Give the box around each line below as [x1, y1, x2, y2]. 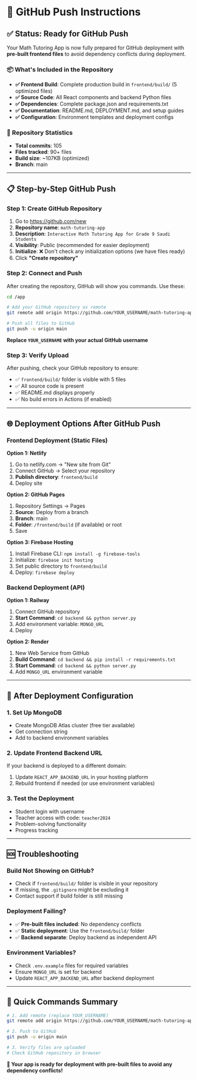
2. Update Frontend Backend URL [6, 748, 103, 757]
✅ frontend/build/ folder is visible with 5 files [15, 376, 126, 383]
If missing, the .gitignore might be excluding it [15, 886, 129, 893]
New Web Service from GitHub [15, 650, 89, 657]
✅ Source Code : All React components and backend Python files [15, 94, 172, 101]
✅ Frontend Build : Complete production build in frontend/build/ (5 [15, 81, 177, 88]
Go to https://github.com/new [15, 218, 87, 225]
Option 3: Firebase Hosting [6, 538, 74, 545]
